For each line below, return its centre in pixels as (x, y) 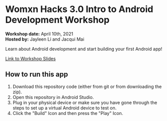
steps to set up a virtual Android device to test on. (65, 108)
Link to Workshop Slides (31, 58)
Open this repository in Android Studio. (53, 97)
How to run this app (37, 75)
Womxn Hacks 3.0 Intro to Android (79, 9)
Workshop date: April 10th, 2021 (39, 34)
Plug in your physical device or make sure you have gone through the (85, 102)
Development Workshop (57, 20)
